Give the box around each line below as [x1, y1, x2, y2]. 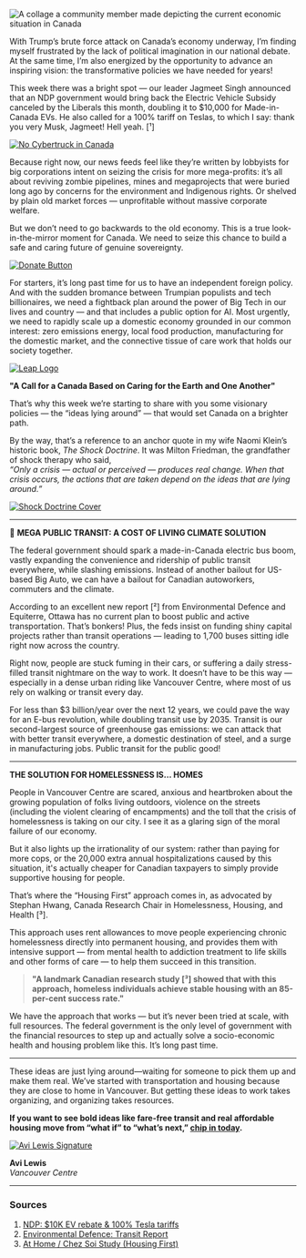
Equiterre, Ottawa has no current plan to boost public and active [9, 611, 250, 621]
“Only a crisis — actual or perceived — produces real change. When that [9, 465, 285, 475]
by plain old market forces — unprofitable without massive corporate [9, 196, 268, 206]
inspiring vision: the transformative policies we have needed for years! [9, 65, 273, 76]
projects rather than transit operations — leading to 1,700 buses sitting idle [9, 630, 290, 641]
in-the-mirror [9, 232, 59, 243]
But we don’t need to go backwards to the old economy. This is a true [9, 223, 270, 233]
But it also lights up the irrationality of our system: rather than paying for [9, 844, 280, 854]
